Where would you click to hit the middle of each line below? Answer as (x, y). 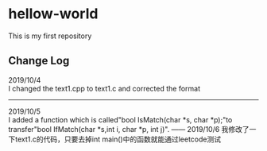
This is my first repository (50, 36)
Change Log (39, 61)
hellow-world (53, 14)
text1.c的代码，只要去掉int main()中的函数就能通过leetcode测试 (118, 139)
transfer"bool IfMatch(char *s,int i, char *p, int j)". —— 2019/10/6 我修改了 (129, 129)
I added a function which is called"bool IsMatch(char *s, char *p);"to (120, 119)
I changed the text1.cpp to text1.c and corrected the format (104, 88)
